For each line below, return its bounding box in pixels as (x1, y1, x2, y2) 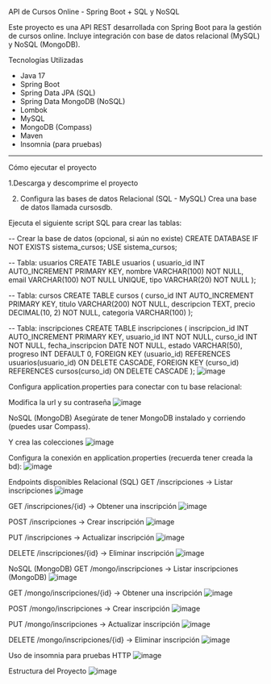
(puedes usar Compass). (8, 422, 91, 431)
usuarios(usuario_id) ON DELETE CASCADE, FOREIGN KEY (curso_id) (8, 358, 240, 367)
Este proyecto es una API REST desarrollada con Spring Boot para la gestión (8, 23, 262, 31)
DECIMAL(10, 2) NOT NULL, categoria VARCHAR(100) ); (8, 308, 194, 317)
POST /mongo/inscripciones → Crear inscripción (8, 604, 170, 613)
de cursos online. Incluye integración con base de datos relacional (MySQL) (8, 31, 261, 40)
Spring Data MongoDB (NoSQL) (19, 97, 126, 106)
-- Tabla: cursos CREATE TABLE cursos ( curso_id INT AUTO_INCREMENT (8, 290, 254, 300)
